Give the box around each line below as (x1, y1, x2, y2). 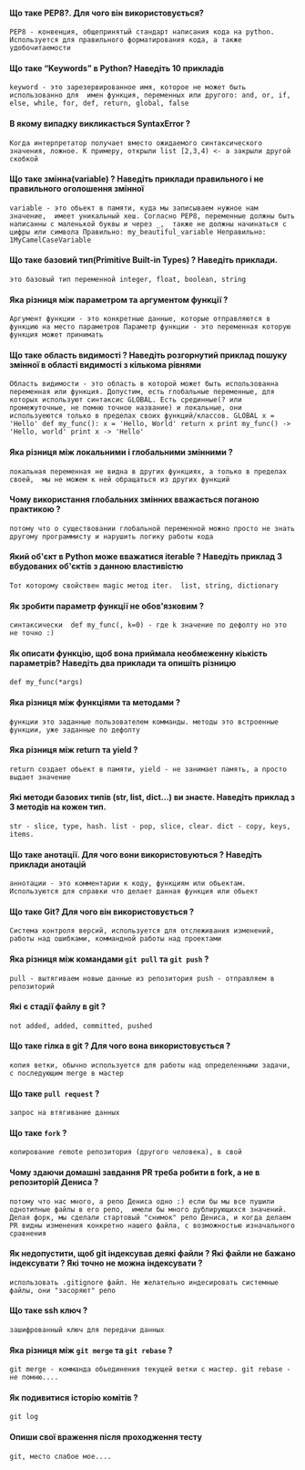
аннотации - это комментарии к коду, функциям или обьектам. (9, 879, 247, 889)
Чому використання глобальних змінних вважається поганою (9, 494, 259, 506)
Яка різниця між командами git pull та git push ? (9, 954, 209, 964)
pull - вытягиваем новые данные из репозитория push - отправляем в (9, 974, 275, 983)
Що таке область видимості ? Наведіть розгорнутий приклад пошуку (9, 349, 288, 360)
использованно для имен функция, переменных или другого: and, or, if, (9, 91, 291, 100)
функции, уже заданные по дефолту (9, 725, 141, 735)
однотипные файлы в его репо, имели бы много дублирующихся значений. (9, 1204, 287, 1214)
